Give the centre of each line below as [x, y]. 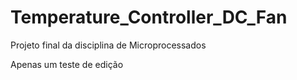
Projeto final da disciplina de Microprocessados [108, 45]
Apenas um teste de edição [67, 64]
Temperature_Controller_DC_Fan [149, 17]
